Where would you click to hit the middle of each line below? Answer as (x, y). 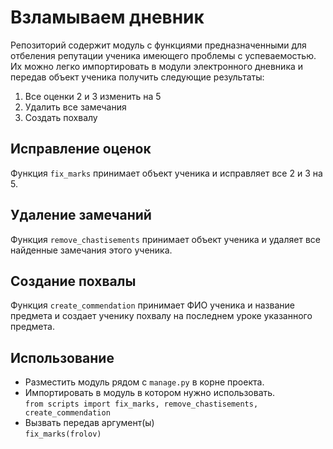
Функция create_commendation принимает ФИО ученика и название (152, 305)
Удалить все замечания (75, 107)
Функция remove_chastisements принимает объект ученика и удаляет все (165, 239)
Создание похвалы (73, 281)
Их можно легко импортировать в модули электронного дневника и (157, 66)
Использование (62, 357)
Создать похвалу (61, 117)
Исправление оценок (81, 149)
